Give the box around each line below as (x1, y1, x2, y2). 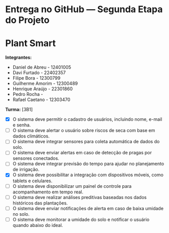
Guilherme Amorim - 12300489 (12, 80, 78, 87)
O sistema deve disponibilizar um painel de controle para (12, 183, 132, 189)
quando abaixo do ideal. (12, 222, 63, 228)
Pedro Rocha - (12, 91, 43, 97)
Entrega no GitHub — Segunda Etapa (5, 4, 163, 15)
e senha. (12, 122, 31, 128)
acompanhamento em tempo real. (12, 189, 84, 195)
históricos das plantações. (12, 199, 68, 206)
